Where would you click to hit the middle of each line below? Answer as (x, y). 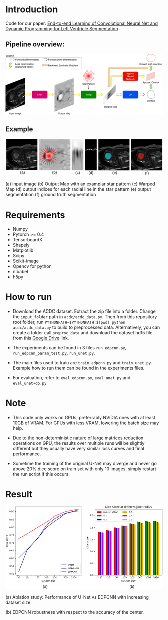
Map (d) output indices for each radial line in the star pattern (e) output (78, 189)
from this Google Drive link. (41, 338)
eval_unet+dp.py (29, 383)
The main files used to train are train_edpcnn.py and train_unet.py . (82, 362)
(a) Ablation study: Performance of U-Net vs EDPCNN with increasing (77, 597)
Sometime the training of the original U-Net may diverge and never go (85, 463)
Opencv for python (32, 266)
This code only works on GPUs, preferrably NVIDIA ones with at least (84, 417)
